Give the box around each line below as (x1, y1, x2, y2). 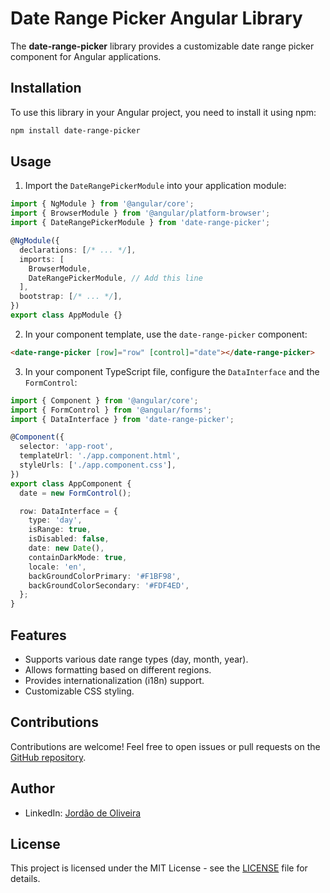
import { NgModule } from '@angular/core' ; (10, 199, 195, 209)
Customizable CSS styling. (24, 685, 135, 697)
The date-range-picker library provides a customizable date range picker (10, 40, 315, 52)
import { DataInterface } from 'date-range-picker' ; (10, 414, 235, 424)
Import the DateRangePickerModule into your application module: (24, 180, 287, 192)
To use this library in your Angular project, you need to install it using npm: (10, 106, 317, 118)
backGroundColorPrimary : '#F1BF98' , (28, 571, 182, 581)
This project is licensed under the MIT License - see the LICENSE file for (10, 862, 308, 874)
